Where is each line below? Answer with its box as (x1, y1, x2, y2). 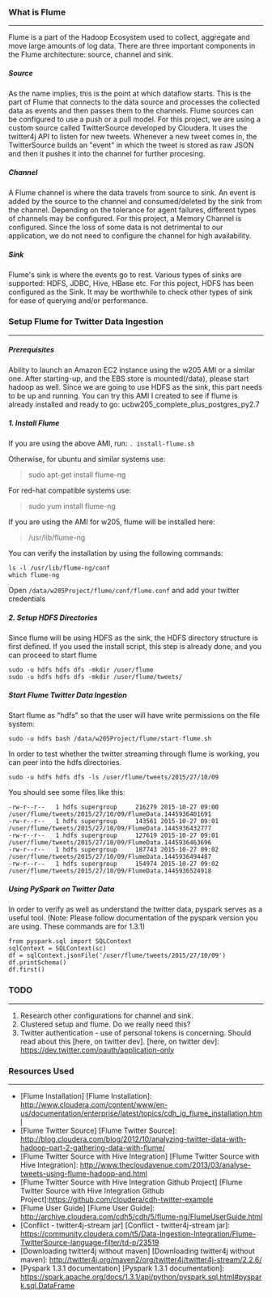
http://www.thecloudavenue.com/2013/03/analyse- (79, 1159, 251, 1169)
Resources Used (8, 1065, 74, 1076)
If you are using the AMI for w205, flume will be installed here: (8, 517, 216, 527)
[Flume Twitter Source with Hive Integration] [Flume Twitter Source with (19, 1151, 260, 1161)
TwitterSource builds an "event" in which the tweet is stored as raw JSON (8, 140, 254, 150)
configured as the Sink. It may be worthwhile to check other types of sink (8, 287, 253, 297)
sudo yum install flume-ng (28, 502, 116, 511)
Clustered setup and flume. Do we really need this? (19, 1019, 191, 1029)
